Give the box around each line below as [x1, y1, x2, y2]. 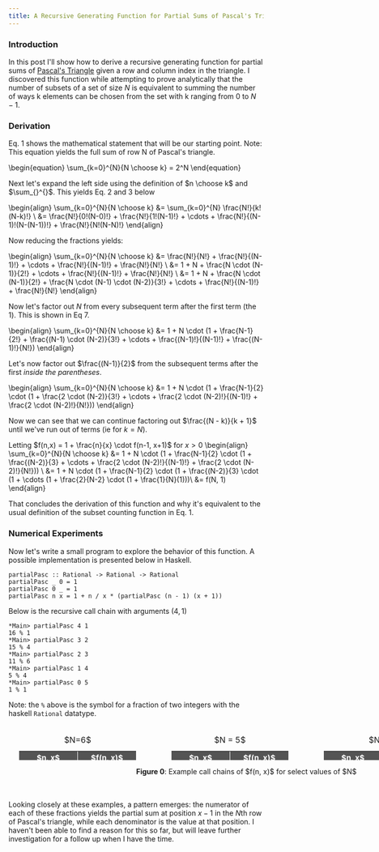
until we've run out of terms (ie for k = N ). [8, 424, 148, 434]
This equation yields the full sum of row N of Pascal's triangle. [8, 147, 216, 157]
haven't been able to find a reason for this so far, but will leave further [8, 825, 241, 835]
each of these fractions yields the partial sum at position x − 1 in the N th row [8, 807, 262, 818]
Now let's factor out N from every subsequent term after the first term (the [8, 301, 257, 312]
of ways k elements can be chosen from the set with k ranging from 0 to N [8, 91, 257, 101]
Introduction [8, 38, 58, 49]
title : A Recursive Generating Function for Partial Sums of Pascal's [8, 11, 252, 20]
